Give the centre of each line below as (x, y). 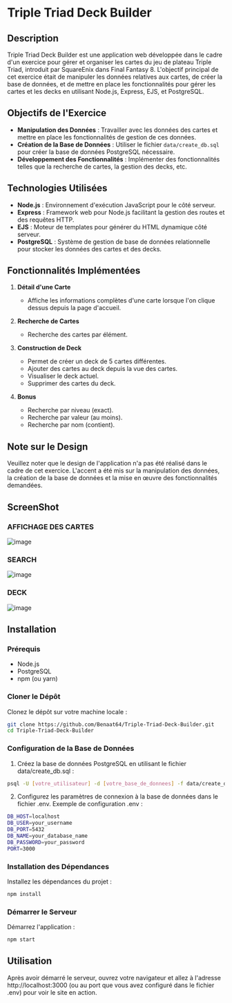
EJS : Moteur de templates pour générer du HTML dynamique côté (112, 227)
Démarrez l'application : (41, 927)
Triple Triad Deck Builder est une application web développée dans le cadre (115, 55)
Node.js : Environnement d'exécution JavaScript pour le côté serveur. (116, 204)
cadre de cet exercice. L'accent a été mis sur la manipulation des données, (113, 470)
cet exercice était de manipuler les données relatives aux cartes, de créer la (115, 77)
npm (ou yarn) (37, 679)
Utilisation (30, 961)
